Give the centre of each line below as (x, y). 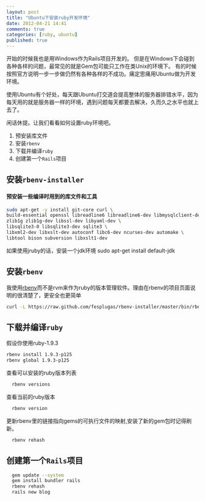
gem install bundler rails (46, 481)
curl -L (16, 307)
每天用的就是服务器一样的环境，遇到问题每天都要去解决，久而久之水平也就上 (103, 102)
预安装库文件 (31, 136)
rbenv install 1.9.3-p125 (39, 355)
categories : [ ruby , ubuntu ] (42, 35)
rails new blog (31, 492)
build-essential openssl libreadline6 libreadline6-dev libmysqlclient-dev (105, 215)
